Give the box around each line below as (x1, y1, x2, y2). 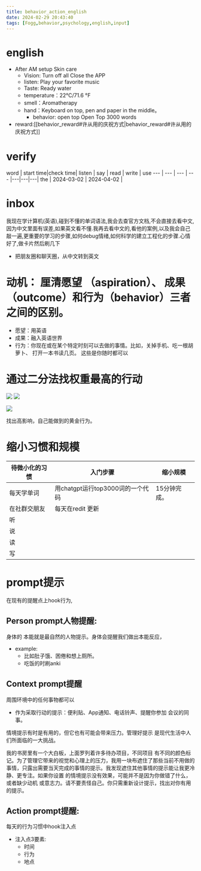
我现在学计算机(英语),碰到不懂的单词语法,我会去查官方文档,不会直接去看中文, (6, 217, 194, 225)
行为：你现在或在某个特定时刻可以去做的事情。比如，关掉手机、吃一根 (14, 342, 188, 349)
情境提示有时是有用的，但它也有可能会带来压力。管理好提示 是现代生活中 (6, 729, 186, 736)
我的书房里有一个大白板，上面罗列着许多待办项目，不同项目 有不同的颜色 (6, 749, 186, 756)
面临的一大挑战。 (16, 736, 59, 744)
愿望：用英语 (14, 327, 47, 334)
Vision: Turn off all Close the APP (23, 72, 106, 79)
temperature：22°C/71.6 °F (23, 92, 91, 99)
